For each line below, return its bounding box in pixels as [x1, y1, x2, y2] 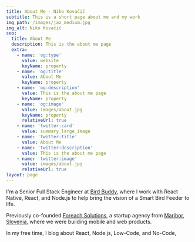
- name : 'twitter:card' [16, 123, 75, 129]
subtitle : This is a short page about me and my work [6, 14, 141, 20]
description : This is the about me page [11, 42, 112, 47]
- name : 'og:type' [16, 52, 62, 58]
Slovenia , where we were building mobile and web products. [6, 218, 152, 225]
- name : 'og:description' [16, 85, 80, 91]
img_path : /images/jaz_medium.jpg [6, 19, 91, 25]
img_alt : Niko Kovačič [6, 25, 62, 31]
